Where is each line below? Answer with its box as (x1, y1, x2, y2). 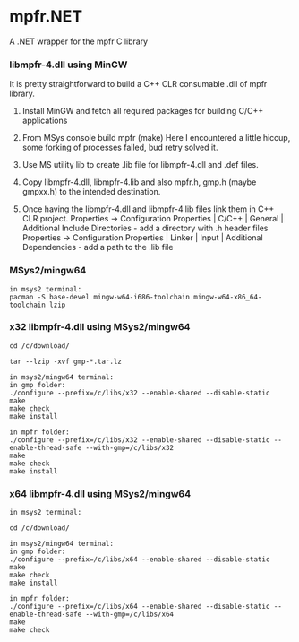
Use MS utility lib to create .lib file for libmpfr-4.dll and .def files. (21, 160, 260, 170)
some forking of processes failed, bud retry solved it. (21, 142, 218, 153)
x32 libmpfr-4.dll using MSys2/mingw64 (9, 321, 191, 334)
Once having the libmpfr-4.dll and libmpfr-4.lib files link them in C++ (21, 204, 275, 214)
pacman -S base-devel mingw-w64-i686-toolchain (9, 292, 191, 301)
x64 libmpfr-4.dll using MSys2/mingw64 (9, 487, 191, 499)
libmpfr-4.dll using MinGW (9, 58, 128, 71)
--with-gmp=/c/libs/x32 (85, 443, 175, 452)
